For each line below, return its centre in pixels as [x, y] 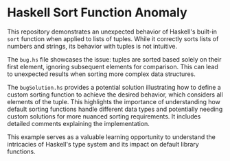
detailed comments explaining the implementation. [78, 123]
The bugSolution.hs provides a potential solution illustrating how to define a [114, 87]
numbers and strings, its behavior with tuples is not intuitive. [92, 46]
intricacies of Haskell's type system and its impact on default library [103, 144]
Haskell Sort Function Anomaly [97, 13]
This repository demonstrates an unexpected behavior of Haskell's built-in [112, 32]
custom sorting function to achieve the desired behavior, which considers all [115, 95]
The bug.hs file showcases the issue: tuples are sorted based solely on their [114, 59]
